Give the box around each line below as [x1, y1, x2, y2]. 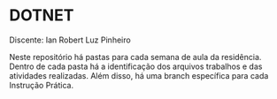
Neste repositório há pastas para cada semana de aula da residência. [9, 51, 262, 62]
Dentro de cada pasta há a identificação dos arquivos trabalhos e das [9, 61, 263, 72]
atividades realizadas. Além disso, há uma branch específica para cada [9, 70, 269, 80]
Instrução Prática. [9, 80, 73, 90]
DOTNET [9, 5, 74, 26]
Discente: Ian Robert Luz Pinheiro [9, 34, 131, 45]
